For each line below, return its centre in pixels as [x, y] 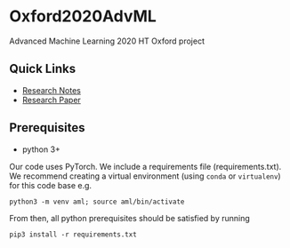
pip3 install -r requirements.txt [73, 234]
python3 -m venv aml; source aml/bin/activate [97, 202]
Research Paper [52, 100]
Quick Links [43, 69]
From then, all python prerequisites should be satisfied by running [130, 218]
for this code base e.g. [50, 185]
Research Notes [52, 90]
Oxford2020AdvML [83, 16]
